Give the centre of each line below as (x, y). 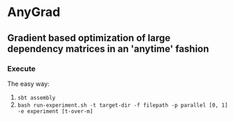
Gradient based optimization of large (89, 38)
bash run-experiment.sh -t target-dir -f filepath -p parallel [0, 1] (123, 105)
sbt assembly (36, 98)
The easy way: (28, 84)
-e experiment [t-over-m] (55, 111)
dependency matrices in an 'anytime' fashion (108, 48)
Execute (22, 68)
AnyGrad (34, 12)
